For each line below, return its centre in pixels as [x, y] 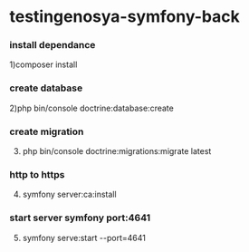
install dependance [53, 45]
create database [46, 88]
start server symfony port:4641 [80, 218]
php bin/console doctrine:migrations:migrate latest [117, 151]
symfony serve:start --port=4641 [84, 237]
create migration [47, 131]
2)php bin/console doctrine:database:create [91, 108]
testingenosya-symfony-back [124, 17]
